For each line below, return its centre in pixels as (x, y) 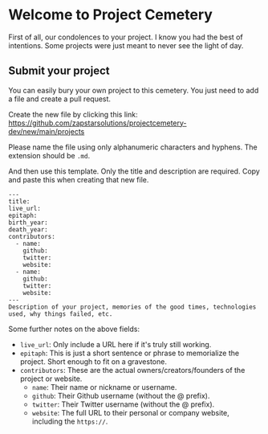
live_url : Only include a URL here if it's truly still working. (116, 344)
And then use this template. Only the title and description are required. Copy (134, 171)
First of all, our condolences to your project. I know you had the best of (126, 37)
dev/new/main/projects (47, 131)
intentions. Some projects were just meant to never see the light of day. (126, 45)
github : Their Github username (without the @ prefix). (121, 395)
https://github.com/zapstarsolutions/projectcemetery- (97, 123)
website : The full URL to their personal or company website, (131, 412)
